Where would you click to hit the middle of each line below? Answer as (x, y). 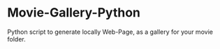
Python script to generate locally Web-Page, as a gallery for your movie (110, 32)
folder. (16, 39)
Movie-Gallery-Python (74, 13)
